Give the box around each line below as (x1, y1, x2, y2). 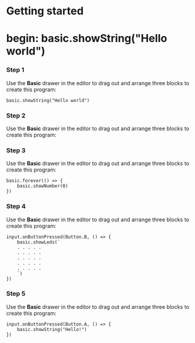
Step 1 (6, 66, 25, 74)
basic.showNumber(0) (17, 183, 68, 189)
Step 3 (6, 146, 26, 154)
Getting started (6, 4, 84, 18)
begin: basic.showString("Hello (6, 32, 167, 46)
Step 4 (6, 202, 26, 210)
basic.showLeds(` (17, 239, 61, 245)
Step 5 (6, 290, 26, 298)
